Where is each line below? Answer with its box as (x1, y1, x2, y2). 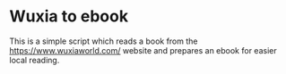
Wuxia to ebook (9, 6, 128, 27)
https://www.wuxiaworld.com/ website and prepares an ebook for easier (9, 45, 277, 55)
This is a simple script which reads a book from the (9, 36, 198, 46)
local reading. (9, 54, 60, 65)
